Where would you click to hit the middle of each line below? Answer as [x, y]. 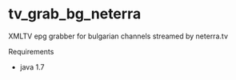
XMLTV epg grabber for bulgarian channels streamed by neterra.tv [118, 36]
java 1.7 [32, 67]
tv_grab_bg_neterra [75, 14]
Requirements [31, 51]
